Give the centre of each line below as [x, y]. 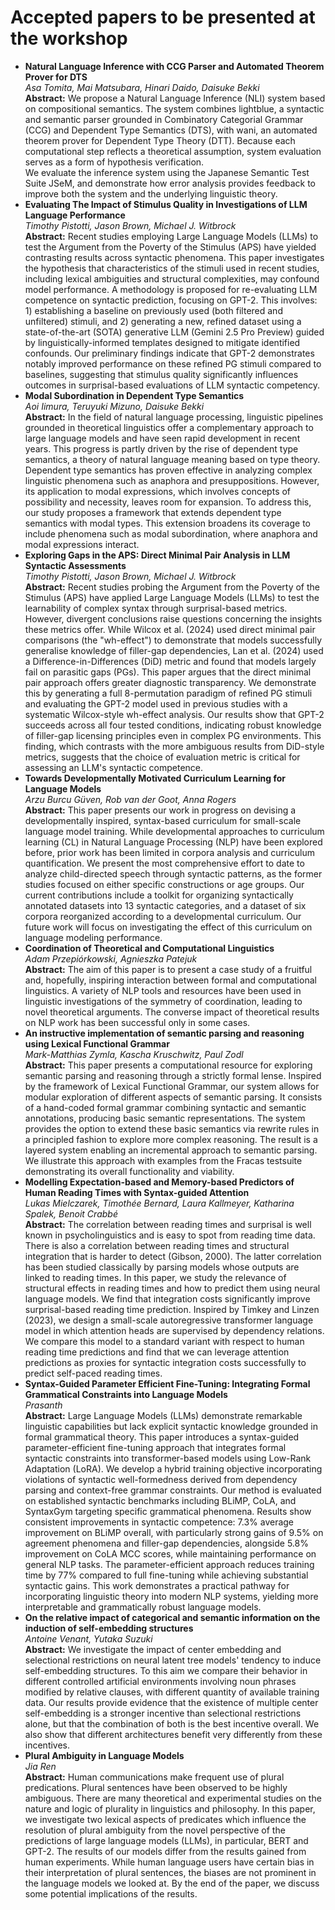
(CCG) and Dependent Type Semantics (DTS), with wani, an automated [171, 130]
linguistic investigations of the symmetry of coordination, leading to [163, 1001]
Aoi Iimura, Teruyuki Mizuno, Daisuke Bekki [114, 406]
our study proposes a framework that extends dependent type [153, 512]
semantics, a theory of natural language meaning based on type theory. [172, 459]
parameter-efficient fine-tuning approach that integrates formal [155, 1447]
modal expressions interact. [82, 544]
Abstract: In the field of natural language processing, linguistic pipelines [174, 417]
